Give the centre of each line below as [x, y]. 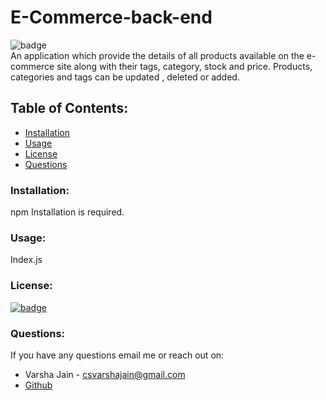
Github [38, 385]
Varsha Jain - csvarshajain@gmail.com [105, 374]
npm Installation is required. [67, 212]
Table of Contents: [69, 108]
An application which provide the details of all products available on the [157, 55]
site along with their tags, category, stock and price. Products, [184, 66]
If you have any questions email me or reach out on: [117, 355]
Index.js [26, 260]
